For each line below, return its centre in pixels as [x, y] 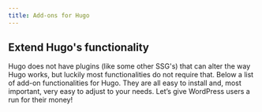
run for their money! [41, 100]
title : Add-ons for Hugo [49, 15]
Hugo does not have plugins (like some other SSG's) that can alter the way [129, 66]
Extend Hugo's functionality [79, 48]
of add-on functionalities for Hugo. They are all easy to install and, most [125, 83]
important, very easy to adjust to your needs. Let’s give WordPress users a [129, 91]
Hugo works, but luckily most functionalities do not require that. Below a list [131, 75]
